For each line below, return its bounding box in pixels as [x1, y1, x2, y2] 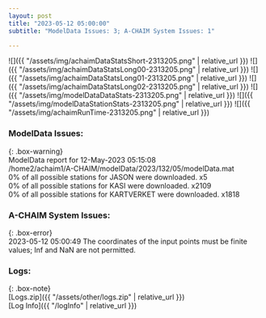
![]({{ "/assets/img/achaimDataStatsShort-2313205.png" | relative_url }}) [8, 56, 249, 66]
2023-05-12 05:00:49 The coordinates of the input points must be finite [8, 236, 248, 246]
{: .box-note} [8, 284, 51, 294]
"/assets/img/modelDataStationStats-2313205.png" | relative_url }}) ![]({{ [8, 99, 251, 109]
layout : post [8, 11, 53, 20]
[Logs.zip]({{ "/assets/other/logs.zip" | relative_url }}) [8, 292, 185, 302]
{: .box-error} [8, 227, 53, 237]
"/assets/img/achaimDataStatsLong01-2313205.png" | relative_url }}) [19, 74, 248, 83]
